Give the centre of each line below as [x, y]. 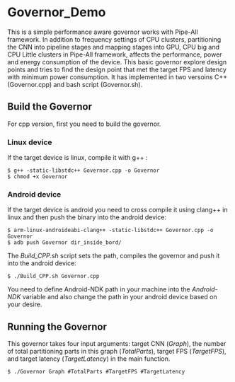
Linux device [30, 142]
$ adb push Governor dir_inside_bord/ [64, 243]
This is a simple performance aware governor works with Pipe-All [103, 32]
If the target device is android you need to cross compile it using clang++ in [117, 210]
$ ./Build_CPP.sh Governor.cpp [53, 277]
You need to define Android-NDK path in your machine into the [99, 289]
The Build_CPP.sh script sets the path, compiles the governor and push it [114, 256]
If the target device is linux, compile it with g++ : [78, 158]
